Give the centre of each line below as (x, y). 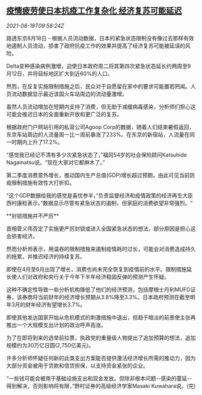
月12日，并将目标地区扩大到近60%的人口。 (60, 73)
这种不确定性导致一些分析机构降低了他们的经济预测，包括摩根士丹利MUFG (98, 289)
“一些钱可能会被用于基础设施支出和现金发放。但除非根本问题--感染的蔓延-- (99, 378)
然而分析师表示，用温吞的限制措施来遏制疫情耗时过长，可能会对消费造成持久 (101, 249)
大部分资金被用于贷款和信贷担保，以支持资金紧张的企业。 (77, 365)
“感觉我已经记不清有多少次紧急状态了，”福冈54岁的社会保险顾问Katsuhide (97, 155)
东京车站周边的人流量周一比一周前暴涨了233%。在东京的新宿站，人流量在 (98, 134)
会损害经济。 (22, 236)
